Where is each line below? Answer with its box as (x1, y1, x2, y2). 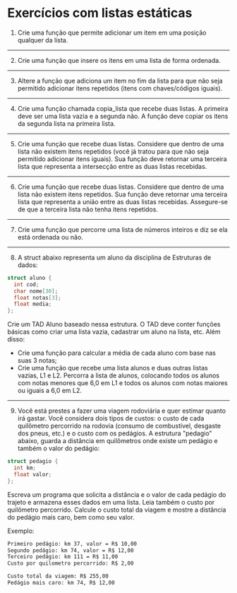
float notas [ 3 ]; (13, 294, 61, 301)
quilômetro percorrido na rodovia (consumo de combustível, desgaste (17, 422, 221, 430)
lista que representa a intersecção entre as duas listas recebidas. (17, 162, 207, 170)
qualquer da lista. (17, 35, 68, 44)
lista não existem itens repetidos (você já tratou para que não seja (17, 147, 209, 155)
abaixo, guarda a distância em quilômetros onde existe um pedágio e (17, 437, 218, 445)
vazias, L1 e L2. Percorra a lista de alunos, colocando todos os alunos (17, 371, 220, 380)
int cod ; (13, 281, 39, 288)
